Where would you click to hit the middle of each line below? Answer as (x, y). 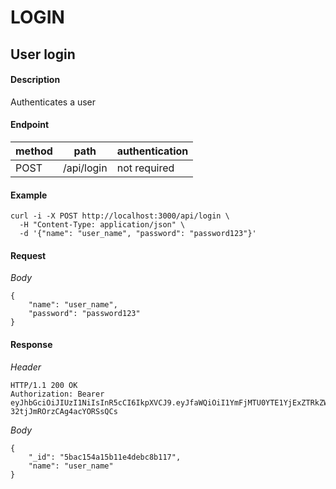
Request (28, 255)
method (34, 151)
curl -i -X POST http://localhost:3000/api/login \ (120, 216)
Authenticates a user (53, 102)
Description (35, 80)
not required (145, 168)
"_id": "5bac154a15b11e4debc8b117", (105, 457)
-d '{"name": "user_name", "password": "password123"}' (138, 234)
